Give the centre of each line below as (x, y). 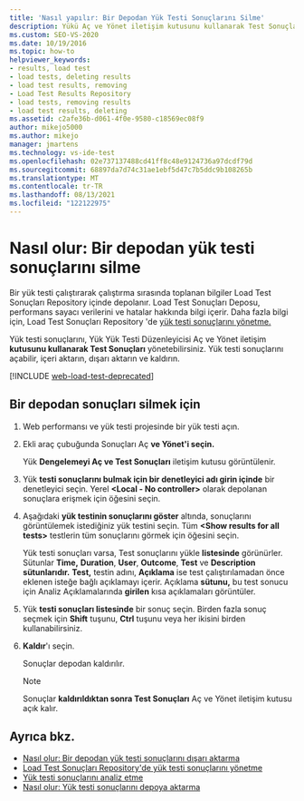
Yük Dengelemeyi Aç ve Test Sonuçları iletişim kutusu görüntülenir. (149, 461)
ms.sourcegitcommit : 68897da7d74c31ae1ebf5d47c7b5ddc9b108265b (131, 170)
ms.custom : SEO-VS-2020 (54, 34)
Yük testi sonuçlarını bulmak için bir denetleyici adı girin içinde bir (148, 479)
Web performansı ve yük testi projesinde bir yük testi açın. (131, 426)
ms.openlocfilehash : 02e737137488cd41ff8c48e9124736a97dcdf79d (131, 161)
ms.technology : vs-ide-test (62, 152)
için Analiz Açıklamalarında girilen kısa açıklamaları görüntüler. (139, 591)
